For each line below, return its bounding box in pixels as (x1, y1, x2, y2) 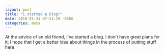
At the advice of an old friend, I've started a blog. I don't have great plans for (5, 34, 160, 40)
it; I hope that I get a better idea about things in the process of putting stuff (5, 39, 156, 45)
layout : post (5, 7, 32, 12)
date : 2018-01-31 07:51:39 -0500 (5, 16, 74, 21)
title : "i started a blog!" (5, 12, 63, 17)
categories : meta (5, 20, 41, 26)
